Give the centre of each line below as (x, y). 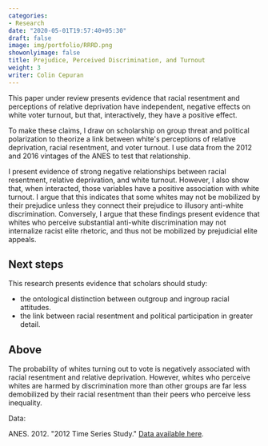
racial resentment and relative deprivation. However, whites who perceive (129, 377)
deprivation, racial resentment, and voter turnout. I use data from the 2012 (130, 147)
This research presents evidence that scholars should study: (108, 284)
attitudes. (36, 308)
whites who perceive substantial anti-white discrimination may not (117, 222)
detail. (30, 325)
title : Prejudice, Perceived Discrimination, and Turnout (107, 61)
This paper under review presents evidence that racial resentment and (124, 98)
